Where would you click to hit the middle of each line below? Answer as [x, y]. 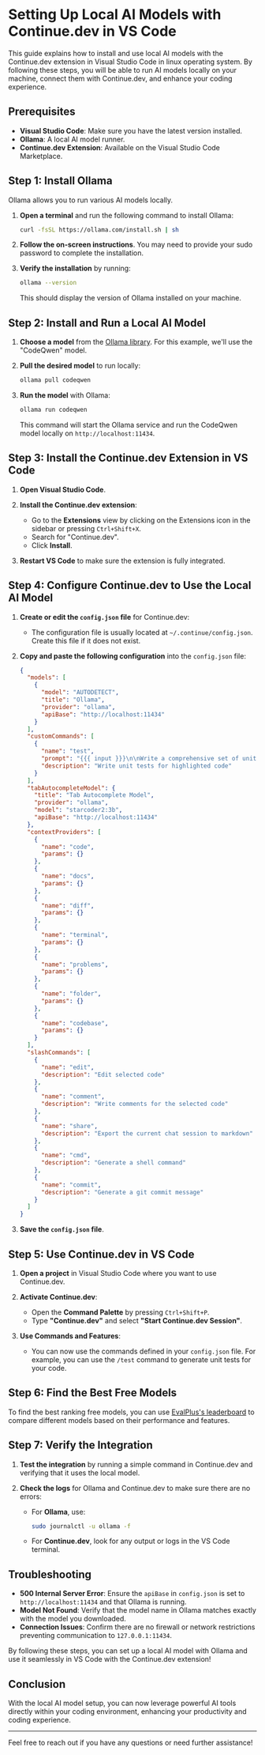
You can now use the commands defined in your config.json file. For [144, 1351]
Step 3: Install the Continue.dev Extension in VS [128, 458]
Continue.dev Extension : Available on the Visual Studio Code [120, 147]
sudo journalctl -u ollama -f [81, 1526]
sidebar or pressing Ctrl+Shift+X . [86, 528]
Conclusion [37, 1684]
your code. [49, 1368]
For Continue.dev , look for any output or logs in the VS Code [131, 1541]
